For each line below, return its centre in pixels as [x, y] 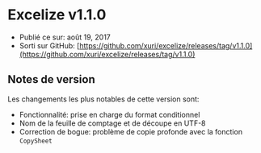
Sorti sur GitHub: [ [49, 45]
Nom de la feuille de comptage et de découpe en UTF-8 [113, 123]
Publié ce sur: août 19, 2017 [65, 37]
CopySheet [36, 141]
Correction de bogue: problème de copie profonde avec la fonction [131, 131]
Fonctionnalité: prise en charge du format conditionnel [109, 114]
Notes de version [52, 79]
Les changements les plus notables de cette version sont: [103, 99]
